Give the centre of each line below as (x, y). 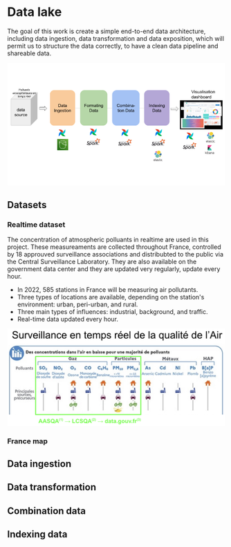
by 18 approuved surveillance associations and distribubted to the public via (115, 254)
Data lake (35, 12)
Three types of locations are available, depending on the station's (111, 297)
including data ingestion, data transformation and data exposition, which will (116, 38)
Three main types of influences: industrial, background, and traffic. (113, 312)
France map (28, 441)
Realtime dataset (36, 224)
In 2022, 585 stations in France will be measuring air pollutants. (108, 290)
